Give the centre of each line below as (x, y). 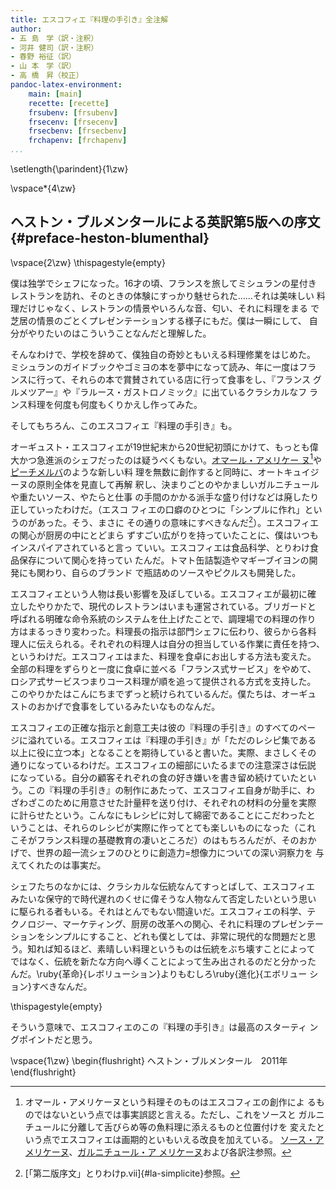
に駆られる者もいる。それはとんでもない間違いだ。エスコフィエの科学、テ (163, 912)
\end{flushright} (43, 1072)
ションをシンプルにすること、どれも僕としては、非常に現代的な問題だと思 (163, 937)
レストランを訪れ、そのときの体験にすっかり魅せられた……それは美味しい (162, 295)
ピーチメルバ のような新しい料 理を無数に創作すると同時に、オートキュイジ (165, 472)
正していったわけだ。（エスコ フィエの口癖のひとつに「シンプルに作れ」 (157, 510)
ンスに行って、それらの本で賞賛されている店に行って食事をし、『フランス (160, 379)
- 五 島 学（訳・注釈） (54, 38)
